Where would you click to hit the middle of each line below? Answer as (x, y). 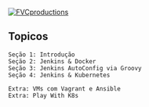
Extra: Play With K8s (44, 95)
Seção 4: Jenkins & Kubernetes (59, 75)
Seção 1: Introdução (42, 55)
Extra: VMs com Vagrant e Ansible (65, 89)
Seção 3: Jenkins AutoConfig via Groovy (75, 68)
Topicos (28, 36)
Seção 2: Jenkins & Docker (52, 61)
